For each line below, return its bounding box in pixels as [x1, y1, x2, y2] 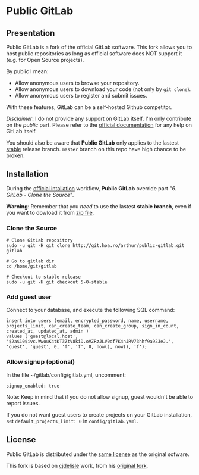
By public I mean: [6, 68, 49, 75]
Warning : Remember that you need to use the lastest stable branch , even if [6, 202, 192, 210]
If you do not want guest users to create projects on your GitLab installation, [6, 411, 192, 418]
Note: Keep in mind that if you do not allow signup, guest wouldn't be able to [6, 393, 194, 400]
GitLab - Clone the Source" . [6, 191, 74, 198]
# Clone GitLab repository [6, 237, 73, 243]
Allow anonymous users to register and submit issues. [14, 92, 147, 99]
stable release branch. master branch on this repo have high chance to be [6, 146, 186, 152]
